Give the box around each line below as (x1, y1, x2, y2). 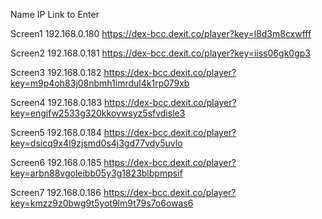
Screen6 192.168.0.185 (10, 157, 102, 168)
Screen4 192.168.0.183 (10, 97, 103, 108)
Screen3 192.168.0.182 (10, 67, 102, 78)
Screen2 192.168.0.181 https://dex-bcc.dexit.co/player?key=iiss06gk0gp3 (10, 47, 311, 59)
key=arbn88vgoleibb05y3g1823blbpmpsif (10, 167, 183, 179)
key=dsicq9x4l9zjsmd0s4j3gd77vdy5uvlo (10, 137, 183, 149)
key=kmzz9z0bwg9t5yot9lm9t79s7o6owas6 (10, 197, 194, 209)
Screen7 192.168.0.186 (10, 187, 102, 198)
